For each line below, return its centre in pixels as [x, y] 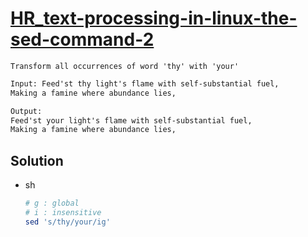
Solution [37, 160]
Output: [26, 111]
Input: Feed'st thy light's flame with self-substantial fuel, [145, 83]
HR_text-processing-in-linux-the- [154, 18]
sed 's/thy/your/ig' [67, 222]
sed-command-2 [82, 39]
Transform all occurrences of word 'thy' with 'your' [125, 66]
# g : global [52, 203]
